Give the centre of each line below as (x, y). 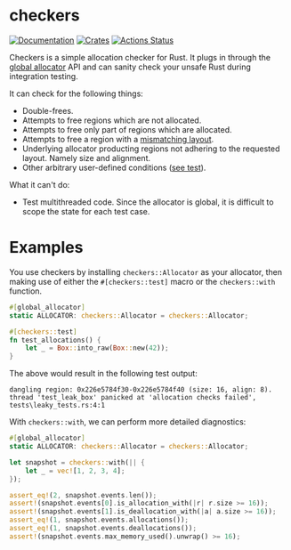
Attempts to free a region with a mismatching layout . (118, 139)
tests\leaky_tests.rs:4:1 (57, 406)
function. (26, 291)
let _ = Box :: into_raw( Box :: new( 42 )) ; (97, 348)
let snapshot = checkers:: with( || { (77, 462)
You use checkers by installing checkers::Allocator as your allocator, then (146, 271)
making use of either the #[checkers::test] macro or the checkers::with (142, 281)
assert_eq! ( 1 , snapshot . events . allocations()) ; (99, 520)
